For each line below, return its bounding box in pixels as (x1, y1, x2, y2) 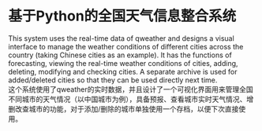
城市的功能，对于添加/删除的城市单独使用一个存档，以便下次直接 (28, 104, 239, 114)
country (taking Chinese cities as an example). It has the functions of (8, 50, 233, 60)
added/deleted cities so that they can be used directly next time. (8, 75, 218, 85)
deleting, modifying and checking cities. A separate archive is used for (8, 67, 238, 76)
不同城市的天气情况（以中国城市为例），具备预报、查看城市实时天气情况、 (8, 94, 247, 104)
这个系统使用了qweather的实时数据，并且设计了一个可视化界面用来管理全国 (8, 84, 254, 94)
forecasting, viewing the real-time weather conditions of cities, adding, (8, 58, 238, 67)
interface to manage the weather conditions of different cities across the (8, 42, 244, 51)
